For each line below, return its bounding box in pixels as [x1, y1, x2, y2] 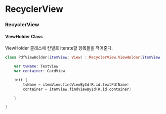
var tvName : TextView [14, 64, 58, 69]
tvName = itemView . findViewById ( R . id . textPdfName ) [23, 82, 129, 87]
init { [14, 77, 28, 82]
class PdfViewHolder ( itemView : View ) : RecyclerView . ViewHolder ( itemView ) [5, 55, 163, 60]
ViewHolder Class [5, 33, 43, 39]
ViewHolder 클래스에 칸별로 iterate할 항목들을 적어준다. [5, 45, 113, 51]
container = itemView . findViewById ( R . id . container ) [23, 87, 132, 92]
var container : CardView [14, 68, 65, 74]
